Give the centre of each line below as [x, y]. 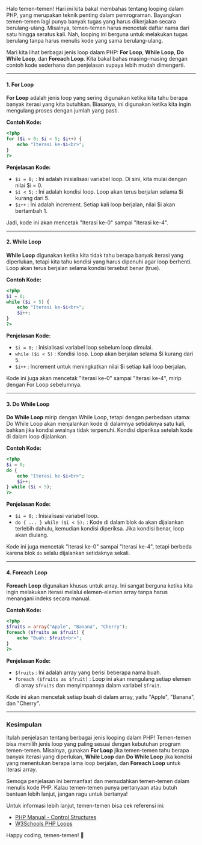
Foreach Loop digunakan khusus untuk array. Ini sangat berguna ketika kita [100, 586]
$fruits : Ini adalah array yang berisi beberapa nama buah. [88, 672]
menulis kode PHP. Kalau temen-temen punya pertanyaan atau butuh [92, 787]
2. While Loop [24, 242]
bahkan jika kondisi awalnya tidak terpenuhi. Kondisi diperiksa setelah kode [99, 430]
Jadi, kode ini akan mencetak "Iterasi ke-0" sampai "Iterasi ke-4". [87, 223]
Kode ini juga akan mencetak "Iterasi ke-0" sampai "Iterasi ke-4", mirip [94, 378]
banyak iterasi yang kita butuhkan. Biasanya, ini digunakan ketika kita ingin [99, 104]
